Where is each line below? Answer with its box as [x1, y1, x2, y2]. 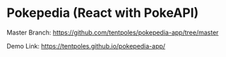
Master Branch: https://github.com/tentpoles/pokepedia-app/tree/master [6, 28, 219, 37]
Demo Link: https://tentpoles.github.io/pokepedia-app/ [6, 42, 166, 50]
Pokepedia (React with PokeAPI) [6, 5, 199, 21]
